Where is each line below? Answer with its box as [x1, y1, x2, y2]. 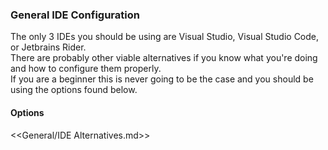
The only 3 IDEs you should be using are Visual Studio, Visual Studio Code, [10, 31, 320, 43]
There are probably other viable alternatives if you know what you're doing [10, 52, 318, 64]
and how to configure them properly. [10, 63, 162, 75]
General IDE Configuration [10, 8, 140, 22]
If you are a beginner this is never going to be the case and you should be [10, 73, 314, 85]
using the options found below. [10, 84, 138, 96]
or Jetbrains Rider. [10, 41, 87, 53]
